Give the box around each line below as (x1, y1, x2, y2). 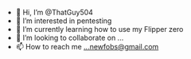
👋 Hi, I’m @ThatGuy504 (15, 8, 94, 17)
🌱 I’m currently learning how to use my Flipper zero (15, 25, 184, 33)
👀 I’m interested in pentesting (15, 16, 112, 26)
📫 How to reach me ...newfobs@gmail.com (15, 42, 159, 51)
